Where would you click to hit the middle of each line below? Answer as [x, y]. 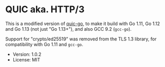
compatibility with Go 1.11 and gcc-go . [44, 44]
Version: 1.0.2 [27, 54]
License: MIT [26, 59]
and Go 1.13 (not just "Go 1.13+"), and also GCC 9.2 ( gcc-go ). [68, 29]
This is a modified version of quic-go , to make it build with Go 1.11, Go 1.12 [83, 24]
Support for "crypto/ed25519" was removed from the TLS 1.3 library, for [81, 39]
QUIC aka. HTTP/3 [45, 9]
